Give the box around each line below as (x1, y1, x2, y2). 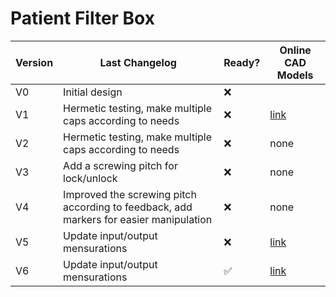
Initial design (63, 85, 123, 99)
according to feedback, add (63, 200, 193, 214)
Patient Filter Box (10, 7, 155, 30)
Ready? (223, 55, 261, 69)
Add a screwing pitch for (63, 158, 178, 172)
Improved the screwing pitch (63, 187, 197, 201)
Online (279, 43, 312, 57)
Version (15, 55, 54, 69)
